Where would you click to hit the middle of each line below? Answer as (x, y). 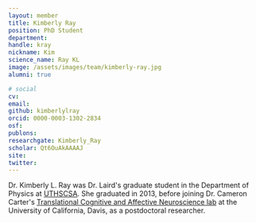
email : (19, 104)
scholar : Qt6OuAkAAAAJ (46, 148)
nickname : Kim (32, 52)
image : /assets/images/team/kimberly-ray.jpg (85, 67)
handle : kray (30, 45)
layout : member (33, 15)
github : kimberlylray (44, 111)
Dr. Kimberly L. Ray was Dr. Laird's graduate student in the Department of (128, 185)
